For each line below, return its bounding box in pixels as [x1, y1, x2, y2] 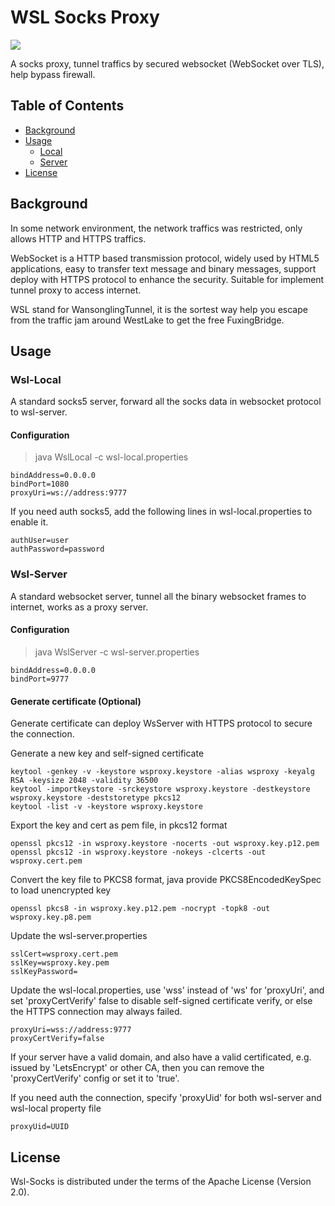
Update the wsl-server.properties [10, 930, 148, 942]
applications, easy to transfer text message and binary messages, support [10, 262, 317, 275]
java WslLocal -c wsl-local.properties [34, 451, 189, 463]
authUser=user [10, 536, 70, 546]
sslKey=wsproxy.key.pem [10, 958, 110, 968]
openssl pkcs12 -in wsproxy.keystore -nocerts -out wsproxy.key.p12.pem [10, 839, 320, 849]
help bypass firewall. [10, 68, 96, 80]
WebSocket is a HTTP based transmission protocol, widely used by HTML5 [10, 252, 320, 264]
